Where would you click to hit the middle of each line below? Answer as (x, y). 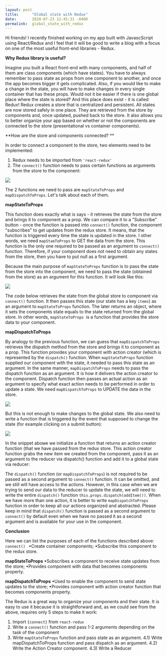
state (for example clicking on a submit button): (54, 424)
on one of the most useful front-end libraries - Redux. (60, 48)
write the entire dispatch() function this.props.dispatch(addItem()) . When (83, 495)
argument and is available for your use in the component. (64, 522)
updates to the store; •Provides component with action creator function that (83, 587)
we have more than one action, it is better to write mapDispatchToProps (77, 501)
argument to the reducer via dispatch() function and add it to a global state (82, 459)
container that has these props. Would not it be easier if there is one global (82, 94)
